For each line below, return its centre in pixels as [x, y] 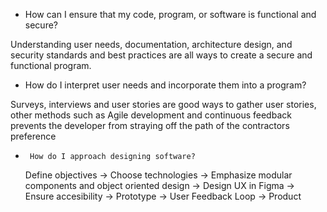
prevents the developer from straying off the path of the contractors [150, 125]
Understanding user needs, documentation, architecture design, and [151, 44]
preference [33, 136]
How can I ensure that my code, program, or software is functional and [170, 14]
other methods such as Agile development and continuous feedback [151, 115]
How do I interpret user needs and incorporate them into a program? [165, 85]
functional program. [51, 65]
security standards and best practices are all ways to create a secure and [161, 55]
